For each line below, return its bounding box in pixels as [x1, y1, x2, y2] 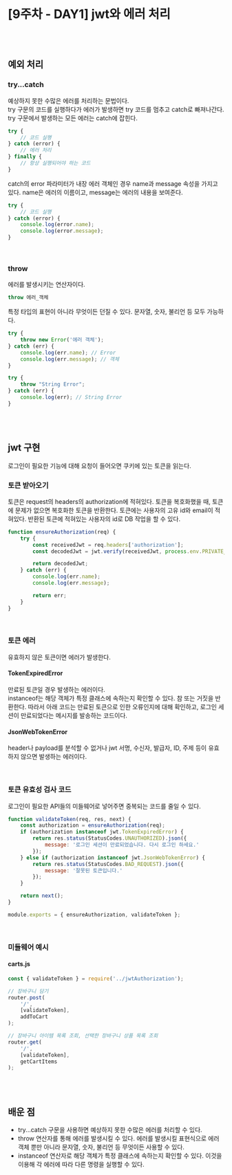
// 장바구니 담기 [8, 988, 49, 995]
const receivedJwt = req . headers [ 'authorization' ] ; [32, 541, 184, 548]
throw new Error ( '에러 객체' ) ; [20, 337, 104, 344]
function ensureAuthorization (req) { [8, 528, 116, 536]
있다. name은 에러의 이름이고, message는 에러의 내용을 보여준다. [8, 188, 183, 196]
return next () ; [20, 892, 64, 899]
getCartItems [20, 1058, 58, 1065]
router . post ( [8, 994, 45, 1001]
